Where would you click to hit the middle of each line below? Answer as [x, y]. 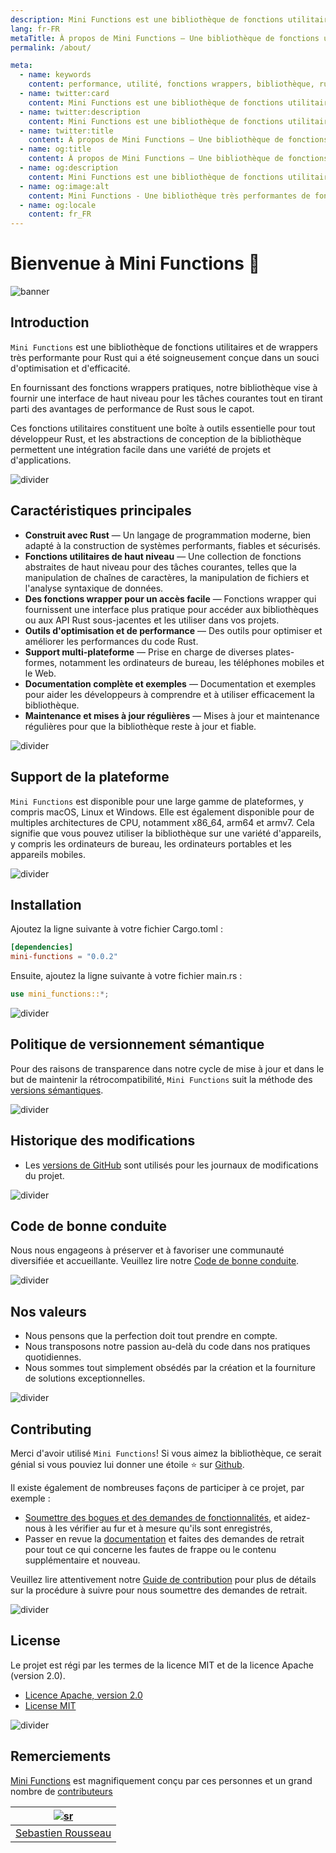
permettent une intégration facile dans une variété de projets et [141, 449]
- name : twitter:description [80, 112]
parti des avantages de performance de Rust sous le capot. [132, 408]
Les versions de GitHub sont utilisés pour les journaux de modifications [171, 1165]
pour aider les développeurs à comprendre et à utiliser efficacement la [169, 694]
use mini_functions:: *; [60, 994]
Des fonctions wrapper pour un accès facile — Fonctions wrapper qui [170, 598]
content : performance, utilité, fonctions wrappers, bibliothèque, [171, 84]
